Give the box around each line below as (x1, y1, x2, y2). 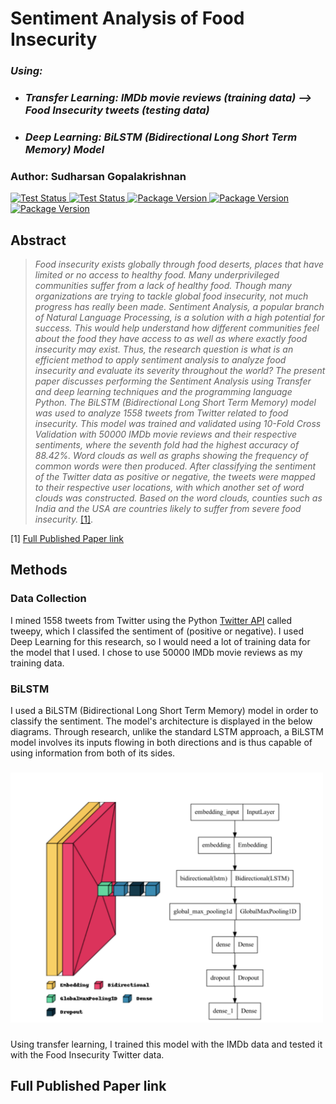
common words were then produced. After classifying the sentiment (34, 460, 317, 472)
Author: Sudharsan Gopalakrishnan (10, 169, 187, 183)
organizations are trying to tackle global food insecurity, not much (34, 290, 309, 302)
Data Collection (10, 592, 87, 606)
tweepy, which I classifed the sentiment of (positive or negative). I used (10, 625, 304, 637)
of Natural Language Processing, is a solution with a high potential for (34, 312, 325, 324)
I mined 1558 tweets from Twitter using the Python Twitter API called (10, 614, 293, 626)
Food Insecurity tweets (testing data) (24, 103, 210, 117)
